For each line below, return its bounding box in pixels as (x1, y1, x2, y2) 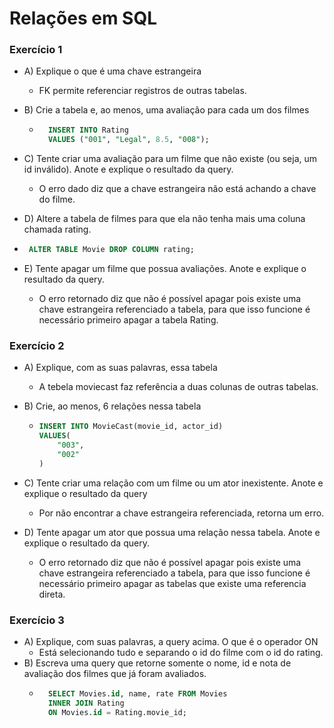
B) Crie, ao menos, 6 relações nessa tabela (23, 400, 202, 412)
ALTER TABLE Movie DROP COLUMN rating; (28, 245, 195, 255)
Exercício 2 (9, 339, 65, 353)
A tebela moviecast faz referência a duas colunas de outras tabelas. (38, 381, 319, 393)
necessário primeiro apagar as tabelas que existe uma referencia (38, 577, 307, 589)
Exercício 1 (9, 43, 63, 57)
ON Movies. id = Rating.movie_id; (47, 707, 187, 717)
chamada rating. (23, 223, 92, 236)
